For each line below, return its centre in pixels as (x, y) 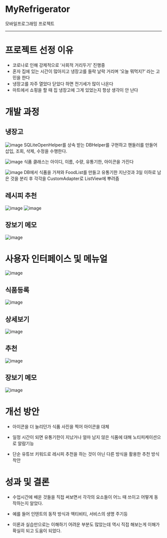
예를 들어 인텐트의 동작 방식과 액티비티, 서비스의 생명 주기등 (70, 514)
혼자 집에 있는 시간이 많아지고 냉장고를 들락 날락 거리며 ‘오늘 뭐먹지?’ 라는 (83, 71)
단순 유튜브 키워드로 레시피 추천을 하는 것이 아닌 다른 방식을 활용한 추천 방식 (86, 454)
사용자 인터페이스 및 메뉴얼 (56, 259)
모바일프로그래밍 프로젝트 (30, 23)
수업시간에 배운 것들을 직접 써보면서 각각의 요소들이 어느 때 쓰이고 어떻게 (83, 497)
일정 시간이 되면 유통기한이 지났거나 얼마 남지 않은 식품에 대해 (72, 437)
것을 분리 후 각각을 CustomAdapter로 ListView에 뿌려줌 (65, 179)
